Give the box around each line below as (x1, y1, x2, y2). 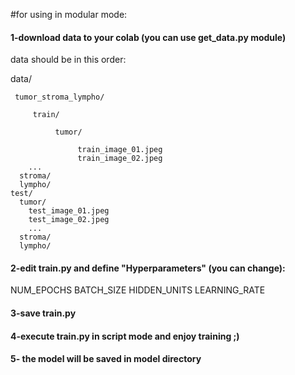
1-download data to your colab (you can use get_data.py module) (10, 31, 287, 43)
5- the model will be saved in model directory (10, 353, 202, 365)
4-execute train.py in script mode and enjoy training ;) (10, 330, 240, 342)
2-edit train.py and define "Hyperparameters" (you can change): (10, 262, 286, 274)
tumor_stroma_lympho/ (14, 92, 105, 103)
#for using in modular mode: (10, 9, 128, 20)
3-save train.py (10, 307, 77, 319)
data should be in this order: (10, 54, 127, 66)
